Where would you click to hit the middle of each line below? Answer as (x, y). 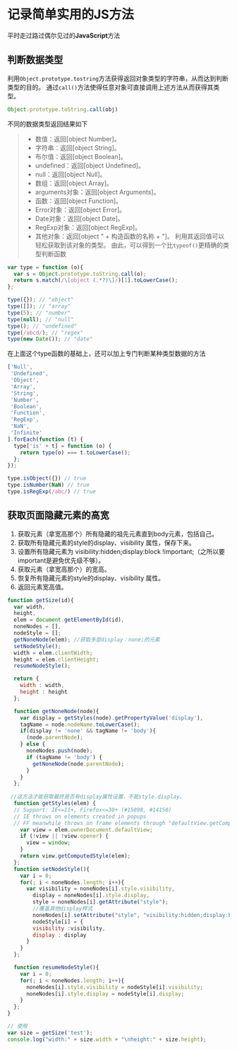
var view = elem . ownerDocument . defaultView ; (86, 830)
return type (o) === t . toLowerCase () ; (75, 452)
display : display (60, 935)
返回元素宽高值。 (42, 587)
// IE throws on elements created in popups (80, 817)
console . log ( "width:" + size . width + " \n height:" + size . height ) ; (107, 1039)
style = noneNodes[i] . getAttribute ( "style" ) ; (101, 902)
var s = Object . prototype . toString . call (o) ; (80, 274)
